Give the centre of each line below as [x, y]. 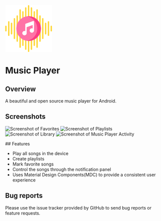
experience [24, 180]
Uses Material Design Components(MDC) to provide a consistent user [84, 174]
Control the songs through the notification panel [62, 169]
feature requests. [23, 213]
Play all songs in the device [40, 153]
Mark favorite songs [33, 164]
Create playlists [28, 158]
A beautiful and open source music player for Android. [61, 101]
